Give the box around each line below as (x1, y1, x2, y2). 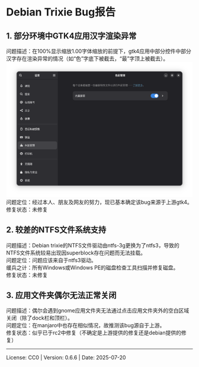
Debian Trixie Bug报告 (6, 5, 116, 19)
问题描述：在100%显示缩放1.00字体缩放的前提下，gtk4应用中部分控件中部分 (6, 48, 191, 54)
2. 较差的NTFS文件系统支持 (6, 225, 107, 235)
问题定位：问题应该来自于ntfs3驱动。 (6, 256, 97, 263)
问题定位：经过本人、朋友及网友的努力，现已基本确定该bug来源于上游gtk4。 (6, 198, 192, 205)
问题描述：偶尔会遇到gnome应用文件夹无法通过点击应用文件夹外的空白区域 (6, 307, 190, 314)
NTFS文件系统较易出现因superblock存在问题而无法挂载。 (6, 249, 146, 256)
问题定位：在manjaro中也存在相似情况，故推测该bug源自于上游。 (6, 322, 165, 329)
